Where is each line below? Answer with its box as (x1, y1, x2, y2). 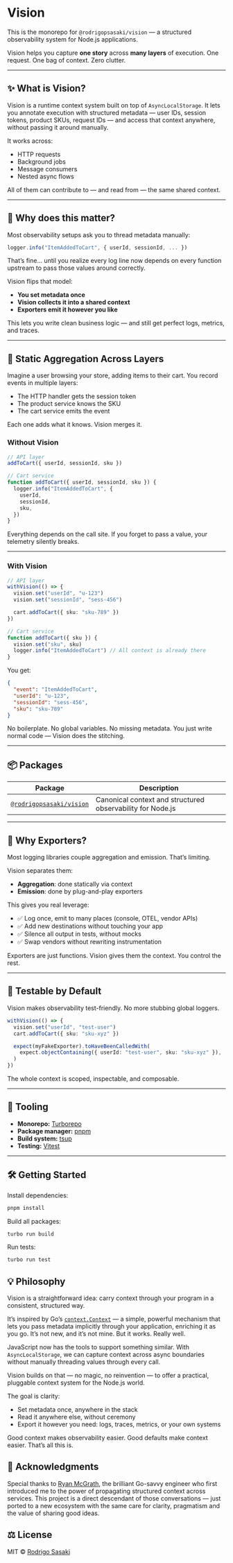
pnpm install (7, 1204, 45, 1211)
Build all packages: (7, 1217, 61, 1225)
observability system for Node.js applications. (7, 35, 139, 43)
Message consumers (17, 164, 78, 173)
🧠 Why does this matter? (7, 212, 116, 224)
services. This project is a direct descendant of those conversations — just (7, 1494, 221, 1503)
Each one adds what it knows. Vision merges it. (7, 420, 142, 429)
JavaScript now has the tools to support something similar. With (7, 1343, 189, 1351)
